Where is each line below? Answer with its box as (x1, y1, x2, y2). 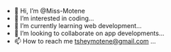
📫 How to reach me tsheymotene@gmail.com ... (13, 37, 156, 45)
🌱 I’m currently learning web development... (13, 22, 142, 30)
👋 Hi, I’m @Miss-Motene (13, 7, 85, 15)
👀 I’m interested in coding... (13, 14, 94, 22)
